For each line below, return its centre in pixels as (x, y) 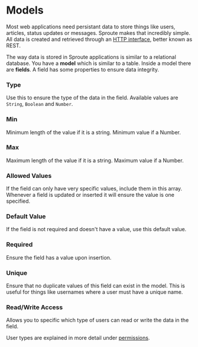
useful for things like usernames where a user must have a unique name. (95, 292)
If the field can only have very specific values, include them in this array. (94, 189)
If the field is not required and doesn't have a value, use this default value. (96, 229)
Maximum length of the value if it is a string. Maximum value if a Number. (95, 160)
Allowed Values (29, 176)
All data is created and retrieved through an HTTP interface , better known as (99, 39)
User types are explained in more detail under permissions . (78, 338)
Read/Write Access (35, 307)
